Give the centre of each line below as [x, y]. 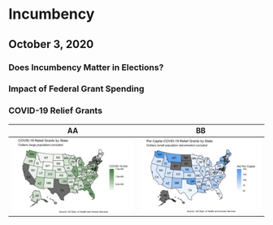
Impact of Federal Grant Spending [76, 89]
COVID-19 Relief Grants [56, 110]
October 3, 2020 [51, 44]
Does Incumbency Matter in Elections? [86, 67]
